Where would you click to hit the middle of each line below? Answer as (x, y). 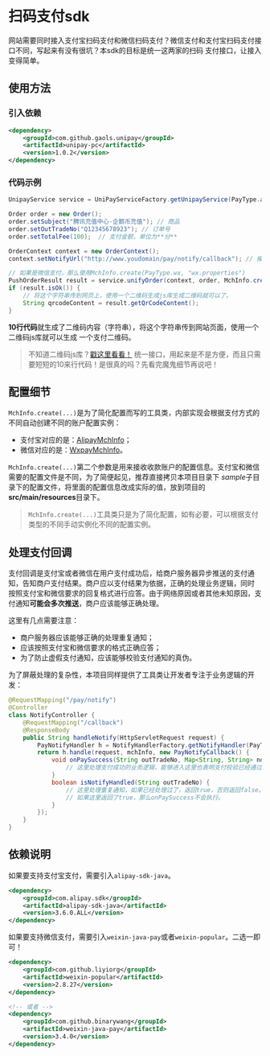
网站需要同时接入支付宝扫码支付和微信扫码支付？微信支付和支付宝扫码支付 (131, 40)
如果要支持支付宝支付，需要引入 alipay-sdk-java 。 (92, 875)
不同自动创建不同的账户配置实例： (65, 423)
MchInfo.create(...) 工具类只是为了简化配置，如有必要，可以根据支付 (143, 514)
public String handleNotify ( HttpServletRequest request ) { (124, 737)
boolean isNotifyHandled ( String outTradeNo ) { (131, 782)
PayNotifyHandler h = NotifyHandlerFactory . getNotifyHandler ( (143, 745)
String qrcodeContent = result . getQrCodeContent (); (111, 303)
